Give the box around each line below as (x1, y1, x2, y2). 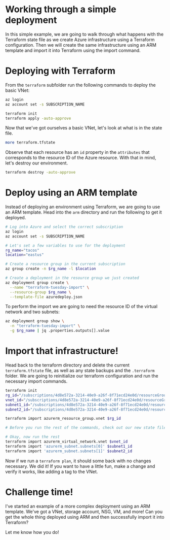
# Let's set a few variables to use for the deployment (5, 243, 125, 248)
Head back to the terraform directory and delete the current (5, 362, 130, 368)
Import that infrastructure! (5, 345, 119, 357)
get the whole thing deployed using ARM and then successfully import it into (5, 514, 164, 520)
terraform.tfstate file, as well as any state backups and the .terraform (5, 367, 155, 374)
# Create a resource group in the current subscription (5, 261, 125, 267)
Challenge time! (5, 486, 73, 498)
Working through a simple (5, 4, 116, 15)
